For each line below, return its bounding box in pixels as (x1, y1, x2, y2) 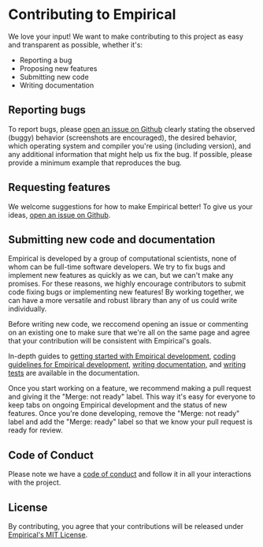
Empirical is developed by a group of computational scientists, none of (8, 254, 237, 264)
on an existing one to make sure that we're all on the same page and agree (8, 328, 250, 337)
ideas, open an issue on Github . (8, 210, 111, 219)
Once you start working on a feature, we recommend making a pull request (8, 384, 252, 393)
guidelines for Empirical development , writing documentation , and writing (8, 360, 246, 369)
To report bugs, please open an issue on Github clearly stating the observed (8, 124, 256, 133)
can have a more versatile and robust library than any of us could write (8, 296, 238, 305)
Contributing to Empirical (8, 6, 176, 24)
